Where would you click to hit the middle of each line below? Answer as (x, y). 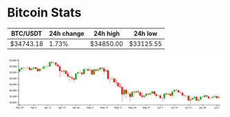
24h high (107, 34)
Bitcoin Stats (44, 13)
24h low (145, 34)
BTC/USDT (27, 34)
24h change (67, 34)
